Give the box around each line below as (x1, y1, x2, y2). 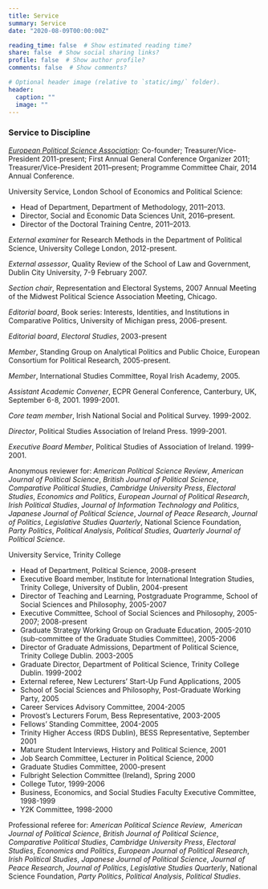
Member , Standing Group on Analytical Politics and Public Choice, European (8, 346, 261, 356)
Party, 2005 (19, 693, 59, 703)
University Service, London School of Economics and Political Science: (8, 186, 243, 196)
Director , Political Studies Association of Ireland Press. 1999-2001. (8, 426, 227, 436)
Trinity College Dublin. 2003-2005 (19, 650, 134, 660)
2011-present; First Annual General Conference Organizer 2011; (41, 154, 250, 163)
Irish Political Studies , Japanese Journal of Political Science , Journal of (8, 854, 246, 864)
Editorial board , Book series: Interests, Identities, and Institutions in (8, 307, 230, 317)
